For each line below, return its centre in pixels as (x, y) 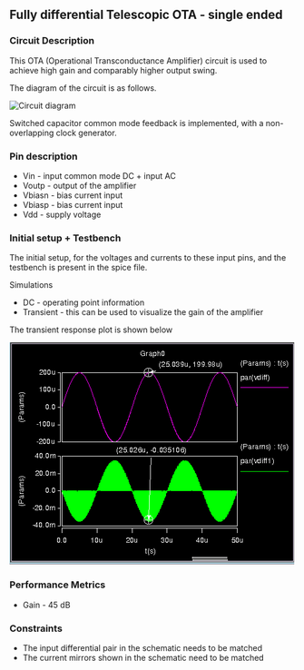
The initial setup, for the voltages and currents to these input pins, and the (148, 258)
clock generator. (86, 133)
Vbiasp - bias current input (73, 204)
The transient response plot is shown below (91, 330)
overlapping (32, 133)
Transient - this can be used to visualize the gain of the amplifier (143, 312)
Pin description (44, 156)
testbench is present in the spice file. (78, 268)
